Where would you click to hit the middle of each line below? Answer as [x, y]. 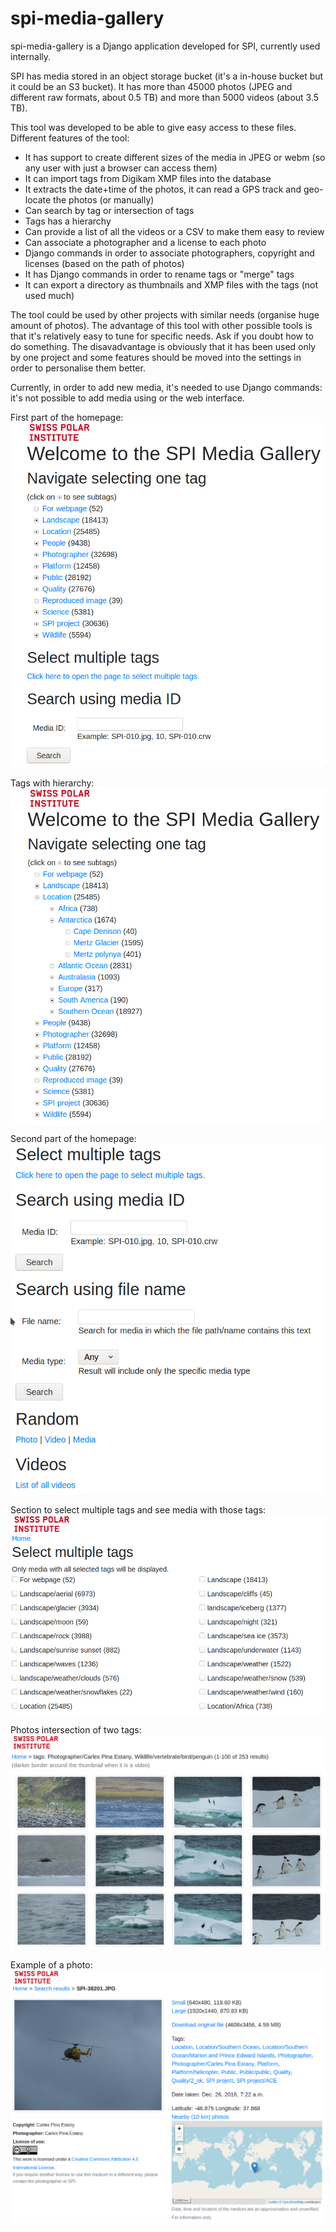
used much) [49, 295]
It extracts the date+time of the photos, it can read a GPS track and [163, 189]
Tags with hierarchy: [52, 783]
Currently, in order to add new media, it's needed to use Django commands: [166, 387]
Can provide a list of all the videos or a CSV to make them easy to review [174, 231]
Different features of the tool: [70, 138]
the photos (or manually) [104, 199]
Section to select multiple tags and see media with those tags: [138, 1509]
